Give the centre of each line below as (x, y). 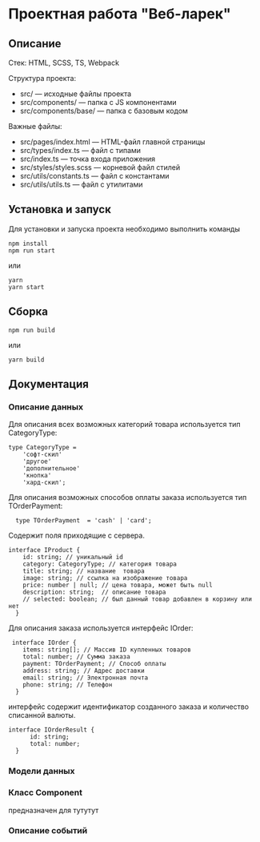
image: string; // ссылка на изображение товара (105, 578)
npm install (28, 244)
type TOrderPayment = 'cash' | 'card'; (84, 521)
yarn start (26, 287)
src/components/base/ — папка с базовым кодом (104, 111)
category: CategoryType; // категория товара (100, 564)
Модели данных (42, 771)
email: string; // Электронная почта (86, 678)
